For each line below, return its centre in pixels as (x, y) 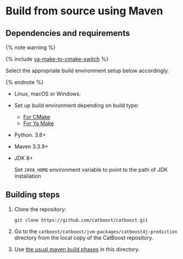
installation (27, 176)
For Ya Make (38, 123)
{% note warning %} (31, 47)
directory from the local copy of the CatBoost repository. (84, 237)
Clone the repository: (40, 209)
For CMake (37, 117)
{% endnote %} (25, 82)
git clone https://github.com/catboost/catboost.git (81, 220)
